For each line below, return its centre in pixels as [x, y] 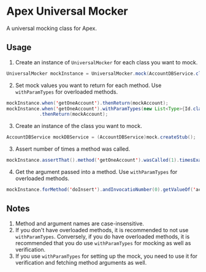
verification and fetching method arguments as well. [81, 262]
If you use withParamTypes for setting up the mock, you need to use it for [106, 256]
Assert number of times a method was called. [73, 149]
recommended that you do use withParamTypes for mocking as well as [103, 243]
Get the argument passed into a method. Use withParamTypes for [96, 172]
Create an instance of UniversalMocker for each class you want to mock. [106, 62]
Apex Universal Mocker [67, 11]
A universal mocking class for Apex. [51, 28]
